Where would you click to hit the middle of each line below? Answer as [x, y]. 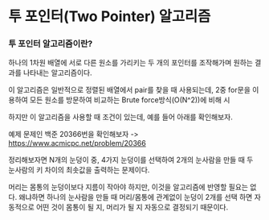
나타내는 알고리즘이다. [57, 73]
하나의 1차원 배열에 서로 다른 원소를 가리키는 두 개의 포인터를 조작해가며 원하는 [130, 63]
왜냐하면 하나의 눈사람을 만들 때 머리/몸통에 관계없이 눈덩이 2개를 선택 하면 [136, 197]
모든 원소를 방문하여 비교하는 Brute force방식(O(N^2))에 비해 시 [130, 100]
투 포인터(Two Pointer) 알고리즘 [110, 17]
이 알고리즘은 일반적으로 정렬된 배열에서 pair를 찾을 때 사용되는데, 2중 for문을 [130, 90]
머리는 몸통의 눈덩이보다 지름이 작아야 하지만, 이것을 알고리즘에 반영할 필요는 [128, 187]
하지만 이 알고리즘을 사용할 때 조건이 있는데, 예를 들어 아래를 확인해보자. [120, 117]
